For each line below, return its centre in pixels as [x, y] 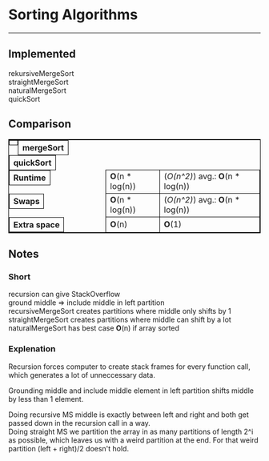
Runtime [30, 178]
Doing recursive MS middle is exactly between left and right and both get [129, 415]
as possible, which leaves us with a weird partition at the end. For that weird [133, 440]
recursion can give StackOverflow [64, 295]
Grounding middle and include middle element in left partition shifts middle [131, 391]
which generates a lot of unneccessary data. [82, 375]
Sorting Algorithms [73, 15]
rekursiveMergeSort [41, 73]
